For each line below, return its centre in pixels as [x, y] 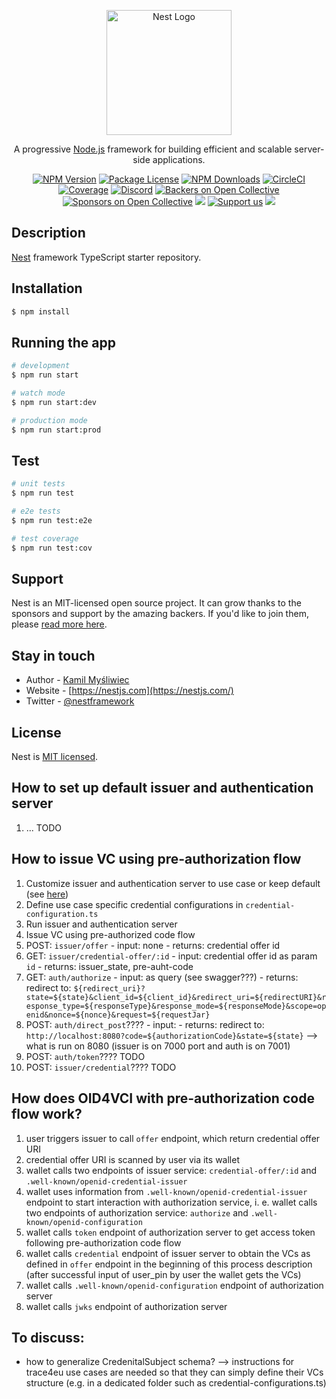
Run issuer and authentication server [101, 924]
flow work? [47, 1114]
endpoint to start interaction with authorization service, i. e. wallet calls [171, 1202]
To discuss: [48, 1337]
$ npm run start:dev [54, 402]
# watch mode [38, 393]
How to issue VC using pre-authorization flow [156, 859]
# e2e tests [36, 511]
